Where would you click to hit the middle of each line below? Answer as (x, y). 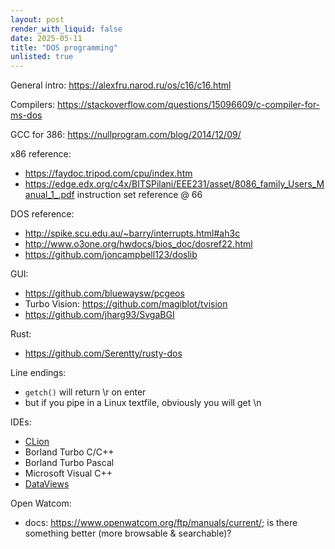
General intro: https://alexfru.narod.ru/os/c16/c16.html (121, 85)
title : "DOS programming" (64, 47)
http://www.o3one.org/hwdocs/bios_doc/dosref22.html (138, 244)
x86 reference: (41, 154)
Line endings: (38, 373)
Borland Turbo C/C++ (69, 452)
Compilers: (33, 105)
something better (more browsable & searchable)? (128, 533)
